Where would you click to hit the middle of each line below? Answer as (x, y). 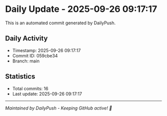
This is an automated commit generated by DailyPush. (60, 23)
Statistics (20, 77)
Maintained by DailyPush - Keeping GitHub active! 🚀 (59, 108)
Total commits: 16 (30, 88)
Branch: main (26, 61)
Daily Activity (27, 38)
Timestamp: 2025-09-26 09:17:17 (46, 50)
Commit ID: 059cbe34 (35, 56)
